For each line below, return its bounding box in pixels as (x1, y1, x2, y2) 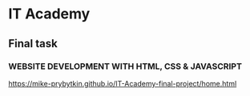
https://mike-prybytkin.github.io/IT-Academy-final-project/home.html (8, 78, 237, 88)
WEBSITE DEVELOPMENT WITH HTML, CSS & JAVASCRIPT (8, 61, 243, 72)
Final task (8, 37, 58, 50)
